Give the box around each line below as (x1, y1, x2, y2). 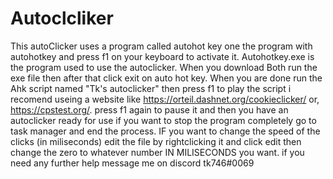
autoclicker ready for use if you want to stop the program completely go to (10, 114, 317, 126)
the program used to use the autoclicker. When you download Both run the (10, 61, 318, 73)
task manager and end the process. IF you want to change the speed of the (10, 125, 321, 137)
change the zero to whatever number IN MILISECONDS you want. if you (10, 146, 305, 158)
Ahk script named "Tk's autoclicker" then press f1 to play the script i (10, 82, 292, 94)
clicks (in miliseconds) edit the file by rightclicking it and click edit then (10, 135, 302, 147)
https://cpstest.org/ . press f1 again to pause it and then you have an (10, 103, 289, 116)
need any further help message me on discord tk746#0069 (10, 157, 255, 169)
